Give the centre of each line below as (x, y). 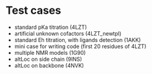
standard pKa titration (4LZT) (50, 27)
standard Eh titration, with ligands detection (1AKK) (78, 40)
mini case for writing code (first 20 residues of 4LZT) (80, 46)
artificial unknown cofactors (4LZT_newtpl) (68, 33)
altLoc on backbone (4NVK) (49, 65)
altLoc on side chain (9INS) (48, 59)
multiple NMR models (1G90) (50, 52)
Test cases (33, 11)
